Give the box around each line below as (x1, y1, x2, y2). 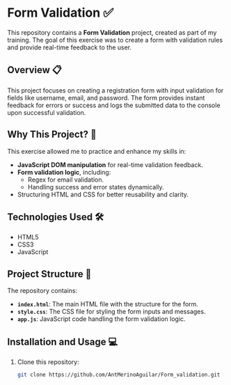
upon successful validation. (7, 108, 86, 116)
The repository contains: (7, 287, 78, 295)
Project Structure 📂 (7, 268, 92, 280)
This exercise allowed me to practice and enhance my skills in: (7, 147, 186, 155)
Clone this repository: (17, 358, 79, 366)
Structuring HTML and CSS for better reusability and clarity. (17, 190, 189, 198)
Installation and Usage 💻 (7, 336, 118, 347)
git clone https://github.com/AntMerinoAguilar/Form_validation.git (17, 371, 221, 378)
